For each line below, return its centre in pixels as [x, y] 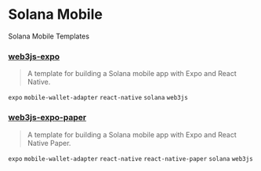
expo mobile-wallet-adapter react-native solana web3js [98, 98]
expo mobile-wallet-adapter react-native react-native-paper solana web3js [130, 158]
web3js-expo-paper [47, 118]
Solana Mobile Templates [49, 36]
